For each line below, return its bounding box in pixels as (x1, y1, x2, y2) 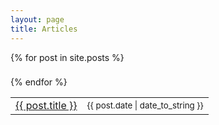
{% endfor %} (10, 76, 68, 88)
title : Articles (10, 24, 78, 34)
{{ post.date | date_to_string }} (86, 100, 204, 111)
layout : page (10, 14, 65, 25)
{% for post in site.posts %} (10, 51, 125, 63)
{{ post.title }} (15, 99, 78, 113)
